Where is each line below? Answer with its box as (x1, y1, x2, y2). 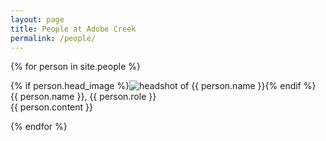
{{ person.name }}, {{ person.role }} (10, 91, 157, 103)
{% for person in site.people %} (10, 61, 141, 73)
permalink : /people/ (10, 33, 97, 43)
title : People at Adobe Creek (10, 24, 137, 34)
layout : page (10, 14, 65, 25)
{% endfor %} (10, 121, 68, 133)
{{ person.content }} (10, 101, 93, 113)
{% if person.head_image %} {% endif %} (10, 80, 317, 92)
